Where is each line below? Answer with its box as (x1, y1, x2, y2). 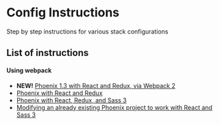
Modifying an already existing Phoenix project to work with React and (16, 103, 213, 111)
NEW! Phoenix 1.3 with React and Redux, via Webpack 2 (16, 81, 175, 89)
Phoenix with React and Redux (16, 89, 103, 97)
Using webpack (6, 66, 52, 74)
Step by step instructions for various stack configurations (6, 27, 169, 36)
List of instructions (6, 47, 89, 59)
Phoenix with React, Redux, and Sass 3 (16, 96, 127, 104)
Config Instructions (6, 5, 120, 20)
